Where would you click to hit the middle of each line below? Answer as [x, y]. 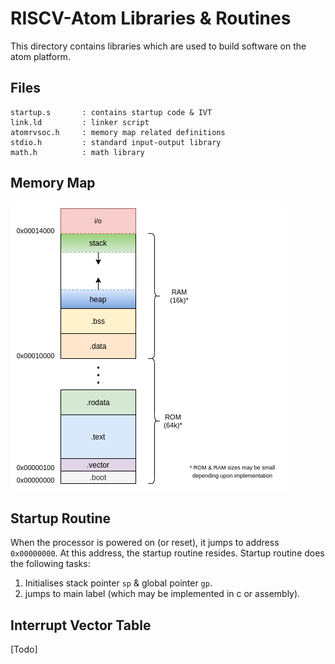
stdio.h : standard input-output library [116, 142]
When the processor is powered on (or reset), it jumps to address [145, 543]
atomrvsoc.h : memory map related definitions [118, 132]
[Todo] [24, 649]
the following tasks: [50, 564]
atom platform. [40, 56]
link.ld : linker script [80, 122]
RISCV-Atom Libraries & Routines [151, 18]
